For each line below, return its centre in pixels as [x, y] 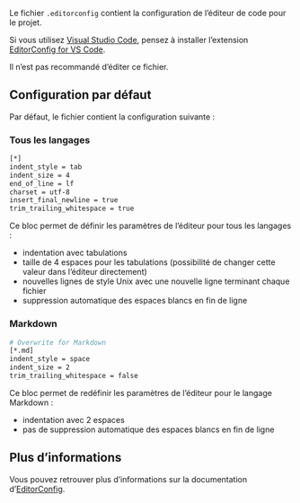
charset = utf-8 [40, 192]
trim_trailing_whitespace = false [74, 376]
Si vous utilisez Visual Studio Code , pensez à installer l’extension [129, 40]
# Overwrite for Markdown [57, 342]
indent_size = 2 [40, 367]
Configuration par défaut [80, 95]
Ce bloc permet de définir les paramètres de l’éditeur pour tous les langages [150, 226]
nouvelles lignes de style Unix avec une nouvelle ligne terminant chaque [156, 281]
